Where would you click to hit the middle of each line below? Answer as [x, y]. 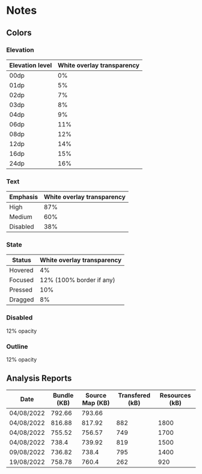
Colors [19, 33]
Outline [17, 346]
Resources [175, 395]
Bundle [63, 395]
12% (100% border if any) [78, 280]
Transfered [134, 395]
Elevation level [31, 65]
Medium [21, 217]
